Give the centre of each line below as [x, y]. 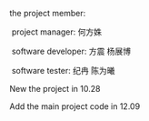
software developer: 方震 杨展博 [71, 51]
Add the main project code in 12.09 [75, 106]
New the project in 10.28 [55, 89]
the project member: [48, 13]
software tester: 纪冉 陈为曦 [63, 71]
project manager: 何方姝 [57, 32]
